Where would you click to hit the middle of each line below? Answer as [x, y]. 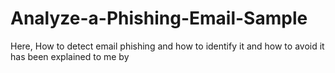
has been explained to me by [70, 56]
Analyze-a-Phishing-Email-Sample [159, 18]
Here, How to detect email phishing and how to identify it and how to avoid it [167, 46]
